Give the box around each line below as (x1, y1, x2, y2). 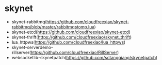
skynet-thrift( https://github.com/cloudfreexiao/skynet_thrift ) (11, 34, 132, 40)
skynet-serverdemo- (11, 44, 53, 50)
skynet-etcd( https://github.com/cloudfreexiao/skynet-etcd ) (11, 29, 130, 35)
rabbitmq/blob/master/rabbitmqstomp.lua (11, 24, 95, 29)
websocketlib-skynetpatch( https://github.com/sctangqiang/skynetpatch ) (11, 54, 158, 60)
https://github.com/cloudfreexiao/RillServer (31, 49, 117, 55)
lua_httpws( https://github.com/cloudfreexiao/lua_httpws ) (11, 39, 126, 45)
